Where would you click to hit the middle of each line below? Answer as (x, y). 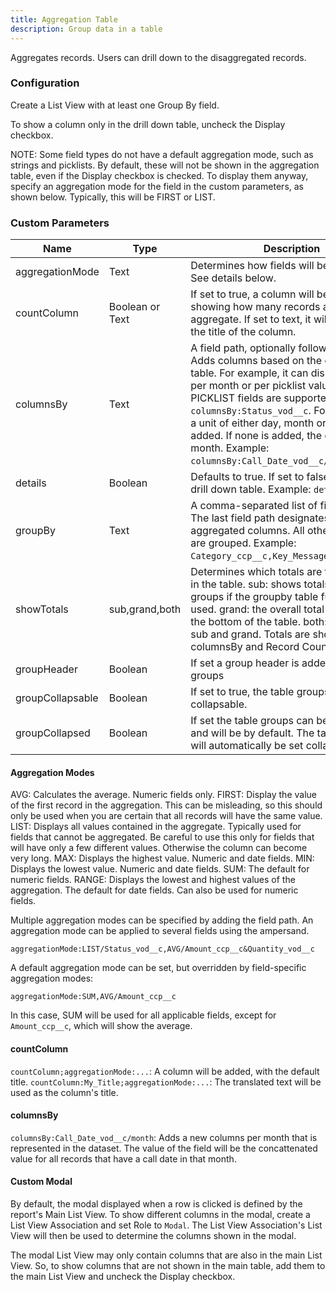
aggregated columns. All (247, 531)
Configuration (45, 83)
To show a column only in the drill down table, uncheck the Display (148, 124)
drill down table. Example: (251, 489)
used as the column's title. (64, 1092)
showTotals (42, 609)
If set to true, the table (242, 692)
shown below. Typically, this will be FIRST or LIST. (113, 197)
